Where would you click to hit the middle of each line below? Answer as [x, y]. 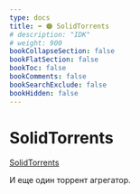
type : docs [30, 18]
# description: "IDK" [50, 34]
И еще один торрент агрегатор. [70, 180]
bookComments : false [48, 77]
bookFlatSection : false [54, 60]
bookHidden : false [44, 93]
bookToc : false [38, 69]
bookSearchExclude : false [58, 85]
